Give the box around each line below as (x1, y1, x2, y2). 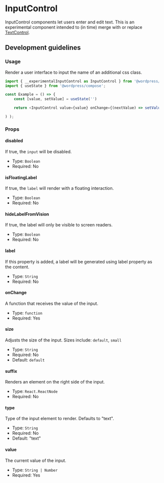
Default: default (12, 357, 45, 363)
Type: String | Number (12, 467, 58, 473)
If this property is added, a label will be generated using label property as (5, 259, 152, 264)
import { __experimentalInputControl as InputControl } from (5, 79, 132, 83)
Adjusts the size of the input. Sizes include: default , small (5, 337, 122, 343)
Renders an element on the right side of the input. (5, 379, 105, 385)
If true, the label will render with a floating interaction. (5, 185, 114, 191)
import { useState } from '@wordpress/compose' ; (5, 83, 106, 88)
